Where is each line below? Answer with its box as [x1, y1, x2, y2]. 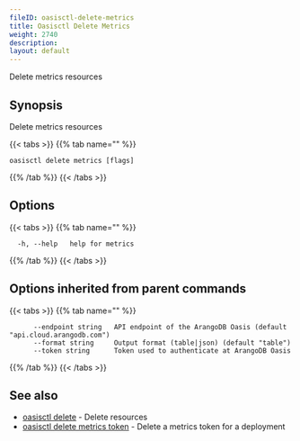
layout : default [9, 47, 70, 56]
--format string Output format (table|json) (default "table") [32, 338, 292, 347]
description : [9, 38, 58, 48]
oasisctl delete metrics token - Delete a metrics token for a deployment [22, 421, 286, 432]
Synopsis [9, 97, 63, 112]
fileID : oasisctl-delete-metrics [9, 13, 135, 22]
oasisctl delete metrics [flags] [9, 156, 135, 165]
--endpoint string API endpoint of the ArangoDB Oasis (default [32, 322, 287, 331]
